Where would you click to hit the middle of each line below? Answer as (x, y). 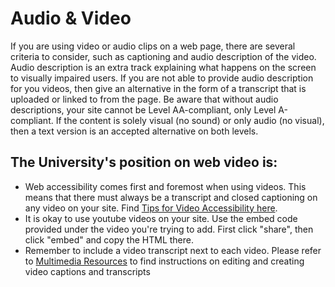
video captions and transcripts (87, 271)
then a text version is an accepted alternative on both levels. (134, 131)
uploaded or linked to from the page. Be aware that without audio (144, 99)
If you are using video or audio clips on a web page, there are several (153, 46)
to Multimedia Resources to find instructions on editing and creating (164, 261)
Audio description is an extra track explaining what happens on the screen (163, 67)
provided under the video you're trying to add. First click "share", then (169, 229)
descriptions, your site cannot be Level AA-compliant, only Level (143, 109)
